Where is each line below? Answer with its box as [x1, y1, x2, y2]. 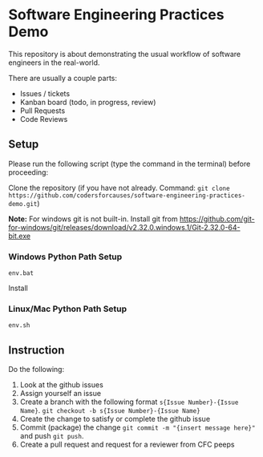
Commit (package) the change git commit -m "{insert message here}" [19, 423, 256, 432]
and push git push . [19, 431, 84, 441]
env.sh [8, 322, 30, 330]
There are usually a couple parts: [8, 73, 118, 83]
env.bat [8, 269, 34, 277]
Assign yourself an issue [19, 389, 102, 398]
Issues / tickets [19, 88, 71, 98]
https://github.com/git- [179, 214, 255, 224]
